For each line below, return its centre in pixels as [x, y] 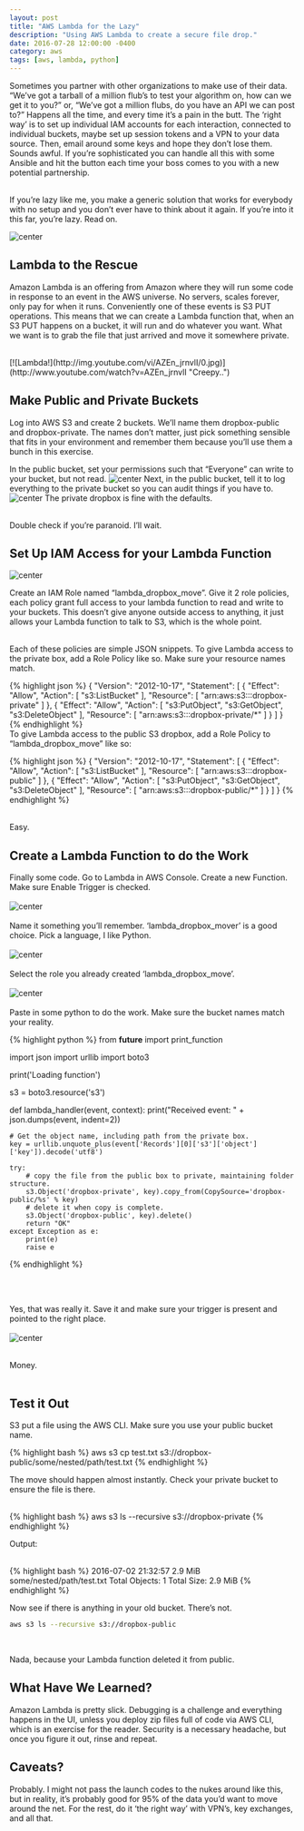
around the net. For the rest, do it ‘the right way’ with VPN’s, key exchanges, [151, 1808]
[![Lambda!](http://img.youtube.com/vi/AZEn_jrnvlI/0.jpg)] [118, 362]
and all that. [31, 1818]
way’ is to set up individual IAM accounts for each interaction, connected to [151, 124]
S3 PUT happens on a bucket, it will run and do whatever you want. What [146, 325]
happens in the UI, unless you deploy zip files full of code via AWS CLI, [142, 1719]
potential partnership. [50, 172]
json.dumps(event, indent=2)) [65, 1120]
